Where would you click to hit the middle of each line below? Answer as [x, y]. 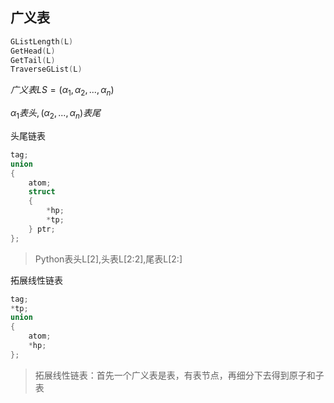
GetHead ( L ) [33, 51]
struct [42, 192]
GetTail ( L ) [33, 60]
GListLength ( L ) [42, 41]
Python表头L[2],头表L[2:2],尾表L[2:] [108, 259]
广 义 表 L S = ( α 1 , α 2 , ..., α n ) [62, 91]
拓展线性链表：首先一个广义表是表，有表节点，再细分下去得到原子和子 [179, 375]
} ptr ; [42, 229]
